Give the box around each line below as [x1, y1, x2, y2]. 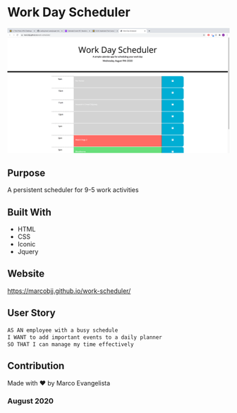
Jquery [17, 248, 39, 256]
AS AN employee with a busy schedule [7, 326, 119, 334]
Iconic [17, 240, 36, 249]
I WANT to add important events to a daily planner [7, 333, 162, 341]
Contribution [7, 360, 65, 372]
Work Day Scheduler [7, 4, 130, 20]
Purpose [7, 167, 46, 179]
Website [7, 268, 44, 280]
